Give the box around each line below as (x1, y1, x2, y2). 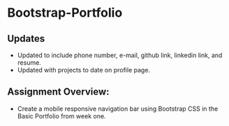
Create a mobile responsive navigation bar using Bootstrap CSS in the (17, 104, 219, 113)
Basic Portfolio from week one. (17, 111, 106, 120)
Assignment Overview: (7, 86, 110, 98)
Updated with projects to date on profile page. (17, 66, 151, 74)
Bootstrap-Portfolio (7, 5, 123, 21)
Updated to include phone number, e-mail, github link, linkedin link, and (17, 51, 223, 59)
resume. (17, 58, 42, 67)
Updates (7, 33, 45, 45)
